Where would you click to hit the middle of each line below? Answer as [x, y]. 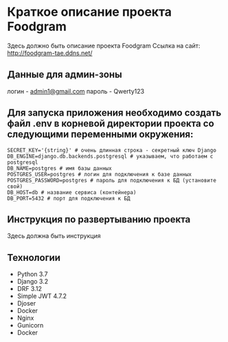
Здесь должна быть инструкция [54, 236]
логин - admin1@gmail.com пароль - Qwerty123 [76, 91]
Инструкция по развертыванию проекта [99, 219]
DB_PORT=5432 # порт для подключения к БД [69, 198]
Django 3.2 [33, 281]
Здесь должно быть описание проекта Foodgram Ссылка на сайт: [104, 45]
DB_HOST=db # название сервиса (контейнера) [72, 192]
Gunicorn [30, 325]
